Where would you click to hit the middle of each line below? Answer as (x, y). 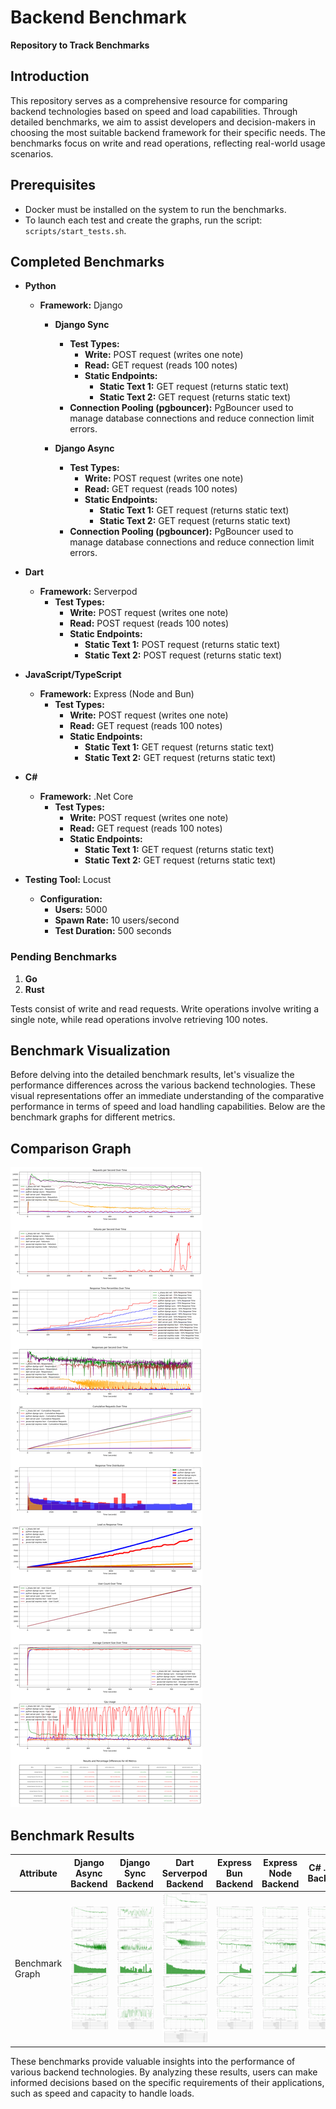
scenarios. (32, 153)
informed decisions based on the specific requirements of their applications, (167, 2083)
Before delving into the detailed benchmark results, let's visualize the (152, 1075)
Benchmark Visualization (90, 1051)
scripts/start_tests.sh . (75, 230)
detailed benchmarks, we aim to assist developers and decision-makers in (163, 122)
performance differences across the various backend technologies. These (163, 1085)
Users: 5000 (81, 910)
